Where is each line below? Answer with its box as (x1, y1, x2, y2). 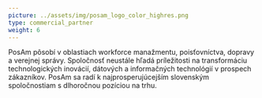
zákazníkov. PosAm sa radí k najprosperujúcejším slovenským (8, 72, 210, 82)
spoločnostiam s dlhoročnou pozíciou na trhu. (8, 81, 158, 90)
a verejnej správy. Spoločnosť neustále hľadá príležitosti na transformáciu (8, 56, 248, 65)
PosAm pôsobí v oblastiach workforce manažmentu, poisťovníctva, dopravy (8, 48, 255, 57)
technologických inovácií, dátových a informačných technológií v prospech (8, 64, 252, 74)
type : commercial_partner (8, 19, 93, 27)
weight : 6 (8, 26, 41, 34)
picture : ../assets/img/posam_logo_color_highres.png (8, 11, 189, 20)
